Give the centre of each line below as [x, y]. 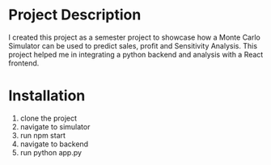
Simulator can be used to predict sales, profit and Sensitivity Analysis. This [133, 45]
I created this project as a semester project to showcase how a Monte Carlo [135, 37]
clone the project [49, 118]
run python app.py [51, 152]
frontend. [24, 63]
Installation [47, 96]
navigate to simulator [55, 126]
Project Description [75, 15]
